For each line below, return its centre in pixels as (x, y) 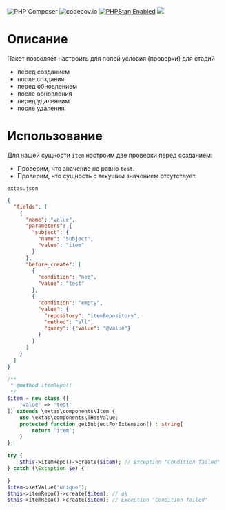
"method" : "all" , (69, 322)
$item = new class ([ (38, 399)
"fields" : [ (31, 206)
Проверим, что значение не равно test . (76, 168)
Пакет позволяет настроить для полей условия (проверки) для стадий (111, 58)
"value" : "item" (61, 245)
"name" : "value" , (50, 220)
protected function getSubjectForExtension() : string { (102, 424)
